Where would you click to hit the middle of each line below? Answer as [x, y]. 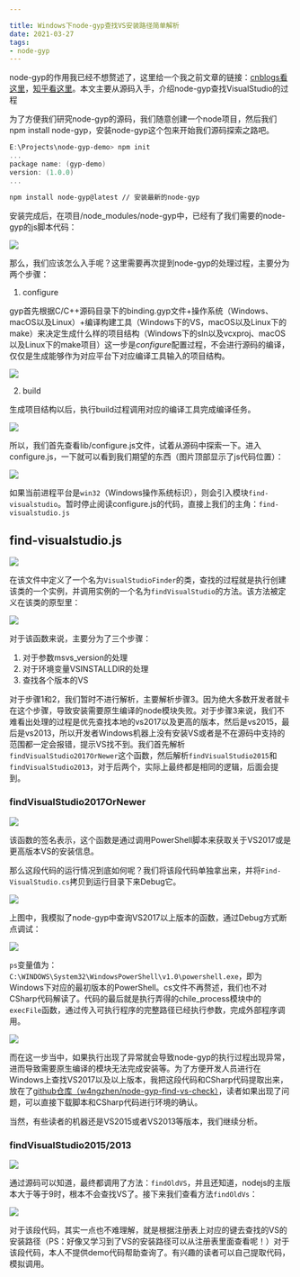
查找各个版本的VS [55, 680]
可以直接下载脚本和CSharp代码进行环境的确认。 [114, 1102]
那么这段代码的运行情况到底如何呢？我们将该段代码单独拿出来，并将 [135, 870]
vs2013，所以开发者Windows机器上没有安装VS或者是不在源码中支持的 [155, 733]
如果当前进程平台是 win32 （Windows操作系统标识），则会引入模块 [129, 493]
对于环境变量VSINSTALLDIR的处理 [85, 669]
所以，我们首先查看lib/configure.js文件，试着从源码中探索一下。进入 [136, 445]
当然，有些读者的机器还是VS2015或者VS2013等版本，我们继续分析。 [136, 1121]
